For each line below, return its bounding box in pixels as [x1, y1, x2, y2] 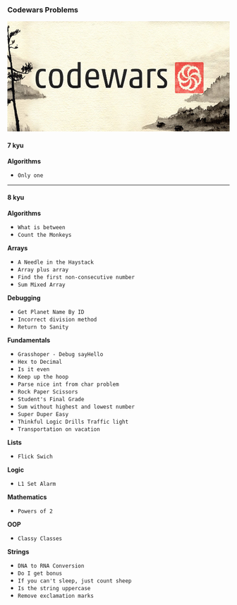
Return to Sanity [17, 323, 69, 331]
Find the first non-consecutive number [17, 274, 135, 281]
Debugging [7, 293, 41, 302]
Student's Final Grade [17, 396, 85, 403]
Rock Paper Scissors [17, 388, 78, 396]
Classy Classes [17, 534, 63, 542]
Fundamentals [7, 336, 51, 344]
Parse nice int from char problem [17, 381, 119, 388]
